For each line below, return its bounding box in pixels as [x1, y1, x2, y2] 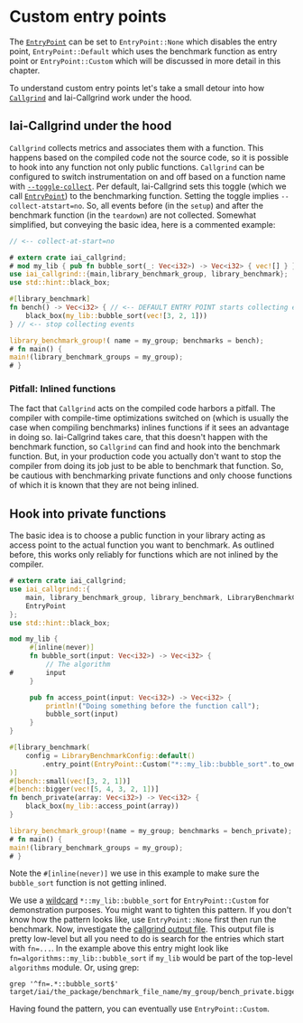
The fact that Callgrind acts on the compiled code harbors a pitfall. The [9, 403, 276, 414]
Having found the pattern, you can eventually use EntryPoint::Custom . [9, 1003, 271, 1014]
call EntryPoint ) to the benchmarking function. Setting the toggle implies [9, 190, 280, 201]
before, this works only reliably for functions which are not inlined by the [9, 549, 279, 560]
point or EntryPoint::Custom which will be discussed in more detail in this [9, 55, 281, 66]
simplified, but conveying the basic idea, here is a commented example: [9, 219, 276, 230]
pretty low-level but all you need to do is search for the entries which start [9, 934, 285, 944]
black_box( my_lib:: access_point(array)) [25, 802, 179, 811]
